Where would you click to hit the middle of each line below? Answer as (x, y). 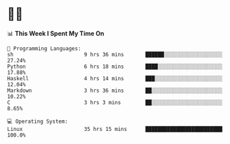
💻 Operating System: (38, 121)
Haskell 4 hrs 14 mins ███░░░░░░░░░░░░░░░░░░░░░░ (115, 78)
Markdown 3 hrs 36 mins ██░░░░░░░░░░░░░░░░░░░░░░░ (115, 91)
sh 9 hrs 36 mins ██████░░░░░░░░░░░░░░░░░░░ (115, 54)
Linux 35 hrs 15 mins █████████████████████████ (115, 129)
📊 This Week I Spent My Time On (56, 33)
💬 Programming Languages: (44, 48)
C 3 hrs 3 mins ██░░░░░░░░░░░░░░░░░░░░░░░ (115, 102)
